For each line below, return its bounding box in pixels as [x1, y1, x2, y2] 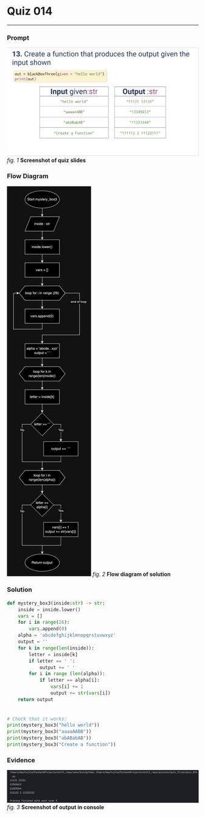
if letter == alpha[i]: [39, 677, 100, 684]
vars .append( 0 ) [29, 626, 68, 632]
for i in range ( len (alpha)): [29, 671, 105, 677]
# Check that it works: [7, 716, 68, 722]
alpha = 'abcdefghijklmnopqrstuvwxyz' [18, 632, 116, 638]
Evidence [7, 755, 35, 764]
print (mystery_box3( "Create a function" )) [7, 741, 116, 748]
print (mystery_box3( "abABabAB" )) [7, 735, 92, 741]
